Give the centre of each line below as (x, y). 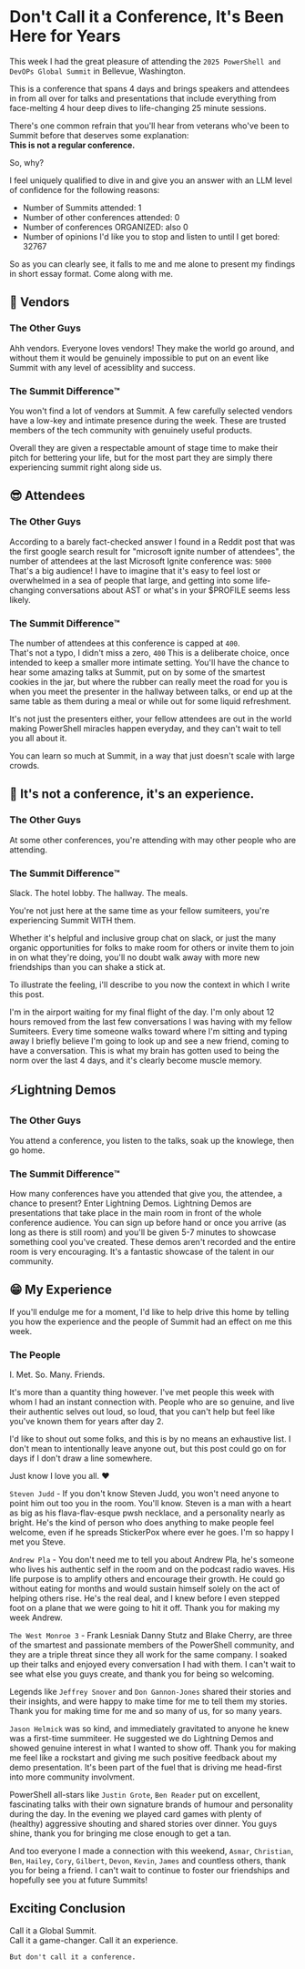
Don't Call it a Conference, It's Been (147, 17)
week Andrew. (36, 1617)
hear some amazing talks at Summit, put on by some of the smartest (137, 672)
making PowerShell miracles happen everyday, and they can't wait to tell (145, 728)
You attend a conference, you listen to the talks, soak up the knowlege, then (152, 1140)
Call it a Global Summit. (53, 1930)
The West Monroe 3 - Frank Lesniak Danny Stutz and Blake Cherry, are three (151, 1635)
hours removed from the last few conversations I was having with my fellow (151, 1021)
